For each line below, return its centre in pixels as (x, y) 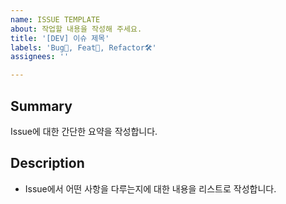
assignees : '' (40, 57)
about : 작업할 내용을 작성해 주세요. (76, 29)
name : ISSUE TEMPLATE (55, 19)
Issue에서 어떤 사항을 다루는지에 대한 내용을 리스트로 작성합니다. (150, 188)
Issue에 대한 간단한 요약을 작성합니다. (84, 131)
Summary (41, 106)
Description (47, 163)
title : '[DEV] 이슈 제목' (60, 38)
